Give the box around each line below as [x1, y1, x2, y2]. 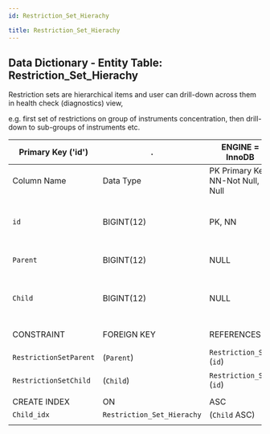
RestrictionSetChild [12, 376, 91, 386]
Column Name [12, 175, 67, 186]
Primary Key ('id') [18, 146, 88, 158]
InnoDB [226, 152, 255, 163]
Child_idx [12, 411, 50, 420]
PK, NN [209, 216, 237, 227]
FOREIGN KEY [102, 329, 157, 340]
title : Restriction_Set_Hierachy [8, 26, 121, 35]
